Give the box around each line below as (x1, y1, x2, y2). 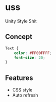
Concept (5, 32, 33, 41)
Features (5, 73, 33, 82)
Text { (5, 45, 19, 51)
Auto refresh (12, 92, 38, 98)
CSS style (12, 87, 33, 93)
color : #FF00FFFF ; (14, 50, 52, 55)
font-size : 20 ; (14, 55, 46, 60)
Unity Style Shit (5, 18, 37, 24)
